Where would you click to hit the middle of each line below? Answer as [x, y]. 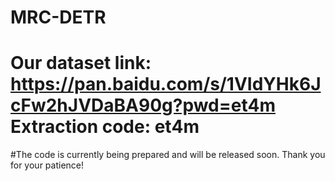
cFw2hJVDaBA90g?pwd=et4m [143, 105]
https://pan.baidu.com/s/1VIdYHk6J [166, 84]
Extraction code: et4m [105, 127]
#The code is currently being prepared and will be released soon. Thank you [168, 155]
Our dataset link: [81, 63]
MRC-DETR [58, 17]
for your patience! [47, 165]
